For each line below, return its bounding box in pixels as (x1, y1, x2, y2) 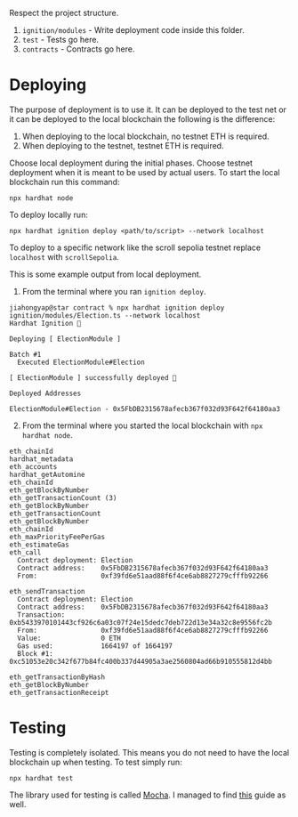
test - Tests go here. (21, 35, 100, 44)
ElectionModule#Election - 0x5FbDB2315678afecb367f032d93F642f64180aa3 (9, 404, 280, 413)
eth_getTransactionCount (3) (9, 493, 117, 502)
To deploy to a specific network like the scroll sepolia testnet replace (9, 242, 261, 253)
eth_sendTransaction (9, 586, 86, 595)
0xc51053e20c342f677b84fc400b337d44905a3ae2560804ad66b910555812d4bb (9, 657, 273, 666)
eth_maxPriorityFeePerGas (9, 532, 105, 541)
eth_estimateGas (9, 540, 69, 549)
